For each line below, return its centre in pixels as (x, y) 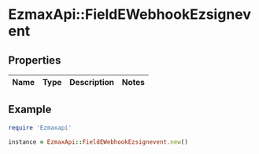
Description (92, 82)
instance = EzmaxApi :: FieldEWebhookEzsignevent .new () (98, 142)
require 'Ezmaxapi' (40, 127)
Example (30, 110)
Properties (35, 60)
